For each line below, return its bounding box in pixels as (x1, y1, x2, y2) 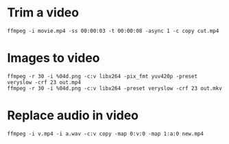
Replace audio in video (7, 108, 139, 123)
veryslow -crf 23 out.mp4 (7, 79, 81, 86)
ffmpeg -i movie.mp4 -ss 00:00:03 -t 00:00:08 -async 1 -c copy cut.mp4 (7, 27, 219, 34)
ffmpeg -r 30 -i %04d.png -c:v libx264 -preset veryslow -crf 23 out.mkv (7, 84, 223, 92)
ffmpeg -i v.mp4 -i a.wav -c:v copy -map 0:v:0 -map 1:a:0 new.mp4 (7, 130, 204, 137)
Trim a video (7, 5, 80, 21)
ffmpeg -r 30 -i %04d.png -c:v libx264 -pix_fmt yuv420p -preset (7, 73, 197, 80)
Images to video (7, 50, 101, 66)
